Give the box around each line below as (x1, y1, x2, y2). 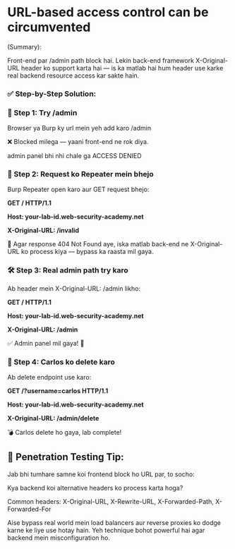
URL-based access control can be (7, 4, 209, 20)
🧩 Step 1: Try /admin (7, 107, 78, 117)
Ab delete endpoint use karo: (7, 373, 92, 382)
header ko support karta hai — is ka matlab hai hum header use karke (20, 64, 224, 72)
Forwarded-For (7, 505, 52, 513)
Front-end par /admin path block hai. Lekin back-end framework (7, 56, 194, 64)
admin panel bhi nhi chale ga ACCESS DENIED (7, 152, 142, 160)
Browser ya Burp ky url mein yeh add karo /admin (7, 124, 152, 133)
